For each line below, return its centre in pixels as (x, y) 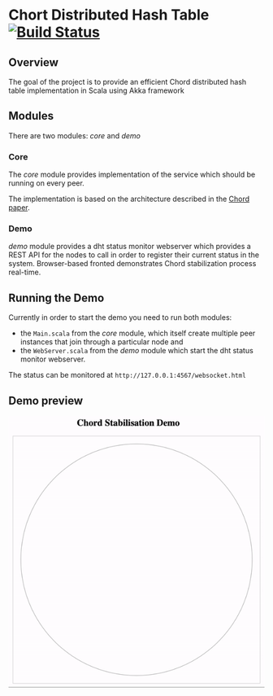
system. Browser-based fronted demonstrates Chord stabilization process (132, 264)
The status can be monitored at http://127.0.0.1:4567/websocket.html (127, 375)
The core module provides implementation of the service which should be (132, 175)
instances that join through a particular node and (102, 342)
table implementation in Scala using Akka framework (96, 90)
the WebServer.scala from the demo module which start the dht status (136, 351)
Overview (34, 62)
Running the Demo (56, 298)
